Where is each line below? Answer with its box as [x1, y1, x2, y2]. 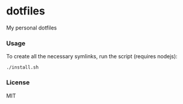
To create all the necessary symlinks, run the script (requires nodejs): [6, 53, 178, 60]
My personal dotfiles [6, 24, 57, 31]
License [6, 78, 30, 87]
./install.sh [6, 64, 39, 70]
